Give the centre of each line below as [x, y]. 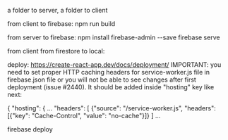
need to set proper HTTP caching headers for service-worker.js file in [109, 72]
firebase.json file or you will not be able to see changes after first [102, 79]
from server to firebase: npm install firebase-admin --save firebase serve [114, 37]
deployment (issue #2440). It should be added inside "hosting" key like [111, 87]
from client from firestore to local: [56, 51]
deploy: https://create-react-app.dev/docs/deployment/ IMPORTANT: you [114, 65]
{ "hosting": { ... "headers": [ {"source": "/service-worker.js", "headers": [112, 108]
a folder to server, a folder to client [58, 10]
